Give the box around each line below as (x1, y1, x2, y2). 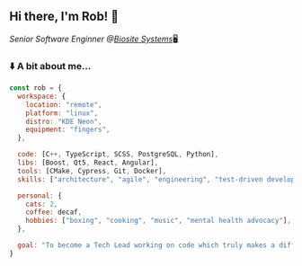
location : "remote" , (25, 100, 102, 109)
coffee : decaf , (25, 208, 83, 217)
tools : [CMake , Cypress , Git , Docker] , (17, 166, 167, 175)
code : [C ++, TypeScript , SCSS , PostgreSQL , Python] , (17, 150, 219, 159)
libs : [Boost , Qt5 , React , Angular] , (17, 158, 159, 167)
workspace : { (17, 92, 67, 101)
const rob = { (9, 84, 63, 93)
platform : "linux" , (25, 109, 99, 118)
